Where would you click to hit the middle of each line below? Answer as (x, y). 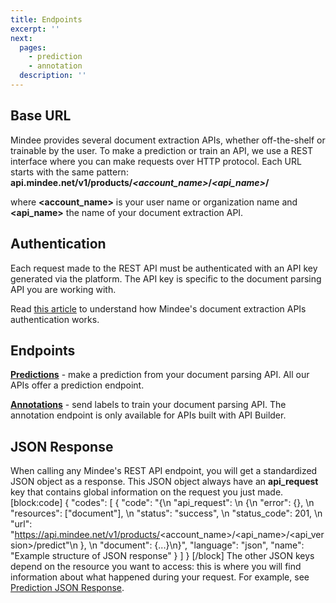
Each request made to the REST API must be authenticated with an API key (164, 268)
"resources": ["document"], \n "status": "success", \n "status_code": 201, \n (166, 513)
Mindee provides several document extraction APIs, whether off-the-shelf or (168, 140)
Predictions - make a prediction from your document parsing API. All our (160, 375)
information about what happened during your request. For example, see (160, 577)
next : (21, 38)
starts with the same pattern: (69, 172)
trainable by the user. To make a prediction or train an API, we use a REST (162, 150)
